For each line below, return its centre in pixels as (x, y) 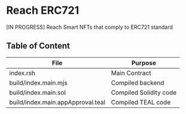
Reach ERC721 (43, 10)
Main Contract (131, 73)
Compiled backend (137, 83)
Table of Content (38, 46)
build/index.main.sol (37, 92)
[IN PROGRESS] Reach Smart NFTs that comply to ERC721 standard (89, 27)
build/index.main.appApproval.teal (57, 102)
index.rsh (22, 73)
